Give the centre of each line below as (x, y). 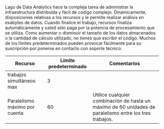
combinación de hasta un (122, 101)
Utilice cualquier (111, 95)
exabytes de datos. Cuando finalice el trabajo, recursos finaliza (68, 22)
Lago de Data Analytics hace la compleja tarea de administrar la (69, 7)
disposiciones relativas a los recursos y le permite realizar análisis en (74, 17)
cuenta (15, 113)
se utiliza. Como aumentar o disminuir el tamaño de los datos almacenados (81, 33)
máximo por (21, 107)
